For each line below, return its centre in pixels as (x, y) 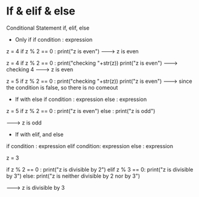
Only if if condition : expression (54, 39)
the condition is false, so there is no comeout (62, 87)
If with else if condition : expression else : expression (81, 99)
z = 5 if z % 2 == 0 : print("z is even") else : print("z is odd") (81, 111)
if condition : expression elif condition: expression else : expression (90, 146)
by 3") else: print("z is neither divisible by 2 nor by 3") (73, 176)
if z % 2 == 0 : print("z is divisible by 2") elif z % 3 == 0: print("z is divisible (100, 169)
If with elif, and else (39, 134)
